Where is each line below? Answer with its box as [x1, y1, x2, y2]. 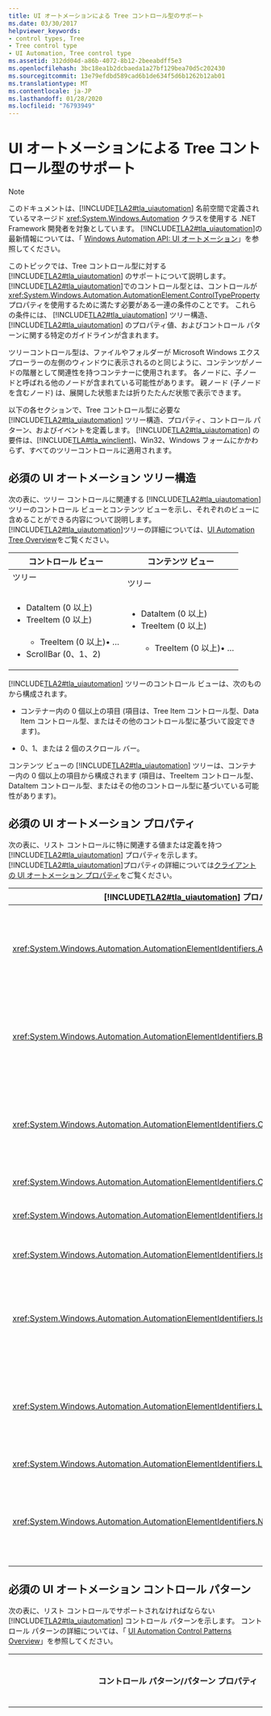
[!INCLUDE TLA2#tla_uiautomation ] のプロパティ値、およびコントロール [8, 320, 245, 330]
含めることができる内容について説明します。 [8, 514, 156, 524]
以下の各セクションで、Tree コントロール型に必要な [8, 405, 181, 415]
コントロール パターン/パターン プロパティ [98, 1675, 258, 1686]
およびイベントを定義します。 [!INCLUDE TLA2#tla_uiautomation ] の [35, 425, 261, 435]
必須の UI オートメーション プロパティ [8, 817, 196, 831]
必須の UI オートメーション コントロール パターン [8, 1583, 252, 1596]
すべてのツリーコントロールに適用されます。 [28, 445, 176, 455]
